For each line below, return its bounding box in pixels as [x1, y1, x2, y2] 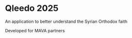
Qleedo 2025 [5, 3, 59, 14]
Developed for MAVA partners [5, 28, 65, 33]
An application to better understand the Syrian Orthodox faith [5, 19, 128, 24]
